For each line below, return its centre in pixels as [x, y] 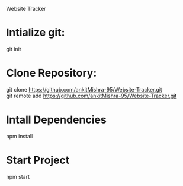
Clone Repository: [52, 73]
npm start [18, 176]
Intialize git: [36, 33]
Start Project [38, 160]
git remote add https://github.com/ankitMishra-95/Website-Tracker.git [91, 96]
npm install [20, 136]
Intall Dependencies [56, 120]
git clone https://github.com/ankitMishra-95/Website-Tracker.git [84, 89]
